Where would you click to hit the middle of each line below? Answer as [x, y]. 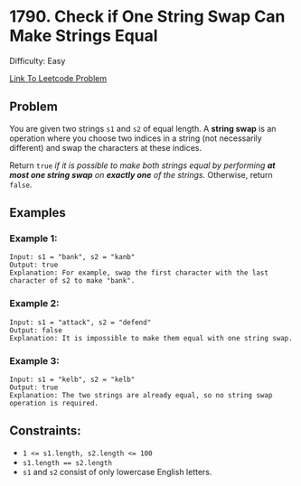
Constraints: [45, 431]
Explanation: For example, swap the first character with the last [139, 273]
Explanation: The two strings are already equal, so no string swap [141, 396]
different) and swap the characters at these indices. [106, 147]
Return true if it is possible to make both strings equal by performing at [142, 165]
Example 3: [35, 360]
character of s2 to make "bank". [72, 281]
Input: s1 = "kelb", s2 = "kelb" [72, 380]
